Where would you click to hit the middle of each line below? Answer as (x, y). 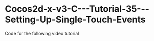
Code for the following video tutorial (42, 33)
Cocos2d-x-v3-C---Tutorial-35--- (77, 9)
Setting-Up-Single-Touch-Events (75, 20)
